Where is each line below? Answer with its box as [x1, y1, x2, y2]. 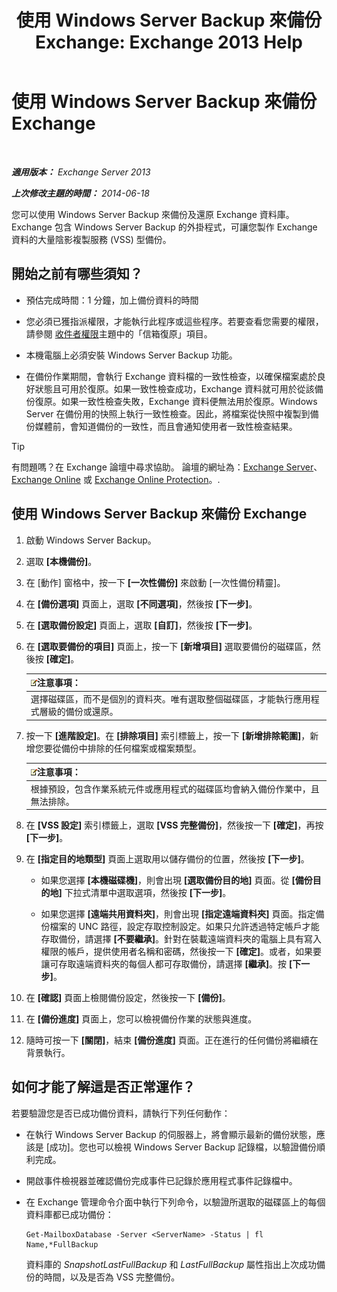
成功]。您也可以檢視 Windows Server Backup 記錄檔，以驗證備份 [49, 1141, 317, 1153]
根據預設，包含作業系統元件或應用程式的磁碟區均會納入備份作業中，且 [30, 782, 320, 795]
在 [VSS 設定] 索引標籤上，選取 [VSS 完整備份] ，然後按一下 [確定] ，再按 [25, 819, 324, 831]
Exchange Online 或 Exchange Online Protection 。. [11, 473, 221, 485]
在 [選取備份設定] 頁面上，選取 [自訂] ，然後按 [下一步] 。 [25, 619, 258, 631]
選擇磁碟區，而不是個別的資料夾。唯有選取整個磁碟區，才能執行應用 [30, 693, 311, 705]
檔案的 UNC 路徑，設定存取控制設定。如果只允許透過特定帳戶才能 [49, 921, 320, 933]
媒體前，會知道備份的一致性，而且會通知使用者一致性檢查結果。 [34, 420, 298, 432]
